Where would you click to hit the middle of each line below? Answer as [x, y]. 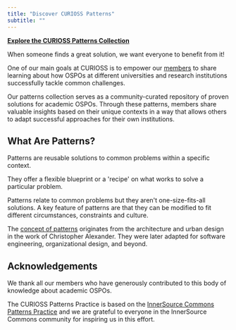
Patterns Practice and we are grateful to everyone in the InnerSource [107, 312]
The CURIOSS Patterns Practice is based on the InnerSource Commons [111, 305]
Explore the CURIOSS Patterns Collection [68, 40]
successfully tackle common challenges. [66, 82]
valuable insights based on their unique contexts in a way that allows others [117, 111]
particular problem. [35, 187]
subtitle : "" [26, 20]
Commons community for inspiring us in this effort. [81, 319]
